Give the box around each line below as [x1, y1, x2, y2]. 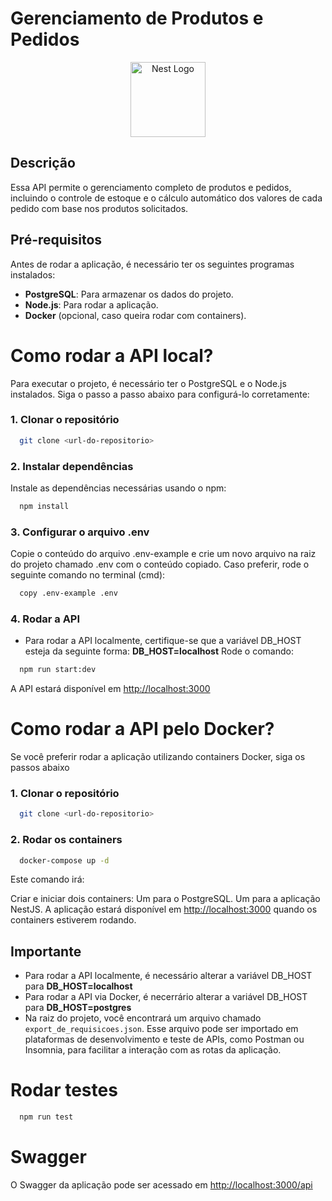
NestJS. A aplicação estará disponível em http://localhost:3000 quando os [10, 903, 318, 916]
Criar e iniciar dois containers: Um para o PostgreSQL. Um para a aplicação [10, 893, 321, 905]
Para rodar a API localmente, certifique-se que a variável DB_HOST [24, 635, 302, 647]
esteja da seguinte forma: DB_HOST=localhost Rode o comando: [24, 645, 294, 657]
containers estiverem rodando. [10, 914, 137, 926]
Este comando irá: [10, 873, 85, 886]
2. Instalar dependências [10, 459, 134, 473]
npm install [19, 501, 70, 511]
